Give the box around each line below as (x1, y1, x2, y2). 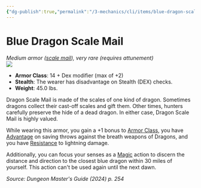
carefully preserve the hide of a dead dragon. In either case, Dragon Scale (6, 109, 190, 116)
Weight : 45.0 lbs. (14, 84, 58, 91)
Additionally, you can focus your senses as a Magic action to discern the (6, 150, 185, 158)
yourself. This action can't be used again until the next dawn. (6, 164, 157, 171)
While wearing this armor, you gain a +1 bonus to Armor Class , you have (6, 127, 184, 134)
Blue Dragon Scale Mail (6, 34, 124, 48)
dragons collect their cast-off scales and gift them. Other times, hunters (6, 102, 184, 109)
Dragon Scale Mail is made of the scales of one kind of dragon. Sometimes (6, 96, 191, 103)
